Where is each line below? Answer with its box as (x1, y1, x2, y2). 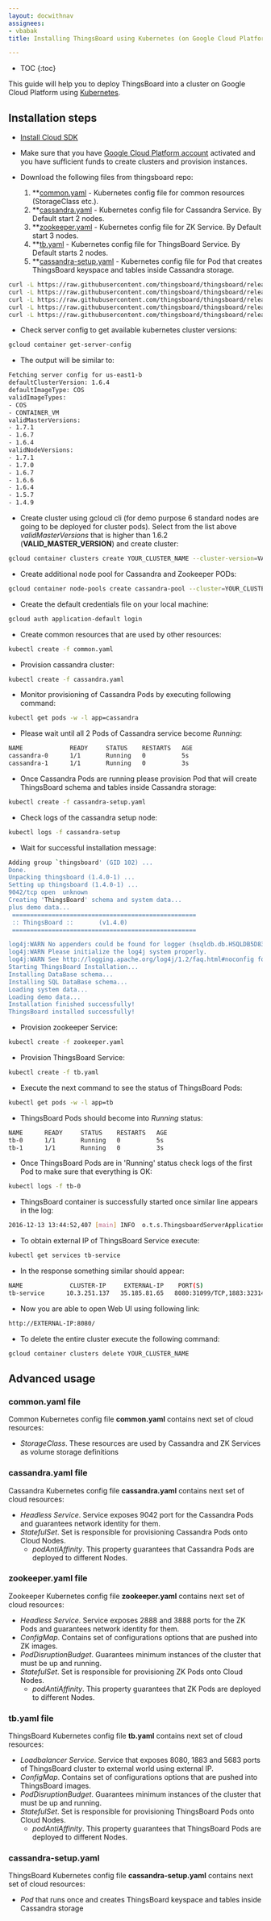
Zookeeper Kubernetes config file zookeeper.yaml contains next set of (8, 1591, 245, 1601)
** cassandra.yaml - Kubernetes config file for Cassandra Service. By (31, 205, 262, 215)
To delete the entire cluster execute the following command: (19, 1334, 220, 1343)
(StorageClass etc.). (31, 197, 99, 207)
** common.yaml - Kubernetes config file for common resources (31, 188, 245, 198)
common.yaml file (8, 1396, 81, 1407)
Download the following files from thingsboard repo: (19, 173, 194, 182)
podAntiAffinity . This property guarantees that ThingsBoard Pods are (31, 1824, 262, 1834)
